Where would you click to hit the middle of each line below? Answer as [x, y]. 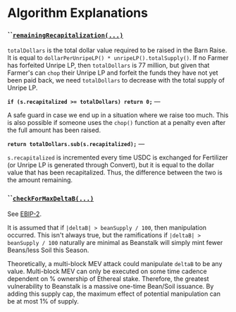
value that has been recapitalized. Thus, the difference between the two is [115, 173]
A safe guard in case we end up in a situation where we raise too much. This [118, 115]
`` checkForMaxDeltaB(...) [51, 198]
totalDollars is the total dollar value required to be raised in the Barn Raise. [117, 50]
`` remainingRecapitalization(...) [66, 35]
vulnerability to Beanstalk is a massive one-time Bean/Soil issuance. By [111, 286]
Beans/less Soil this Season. [48, 250]
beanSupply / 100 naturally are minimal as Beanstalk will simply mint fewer [115, 242]
